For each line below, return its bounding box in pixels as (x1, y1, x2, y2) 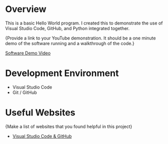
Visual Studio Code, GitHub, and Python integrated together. (5, 25, 130, 31)
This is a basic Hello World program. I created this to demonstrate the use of (5, 20, 163, 26)
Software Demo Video (5, 50, 51, 56)
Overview (5, 3, 47, 15)
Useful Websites (5, 107, 76, 118)
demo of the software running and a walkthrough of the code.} (5, 40, 134, 46)
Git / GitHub (12, 89, 37, 95)
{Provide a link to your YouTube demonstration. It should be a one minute (5, 35, 156, 41)
